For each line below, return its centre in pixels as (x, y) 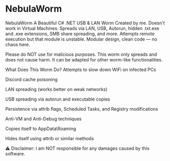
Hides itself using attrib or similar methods (50, 138)
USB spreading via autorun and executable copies (58, 99)
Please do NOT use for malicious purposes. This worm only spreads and (81, 54)
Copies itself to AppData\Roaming (41, 128)
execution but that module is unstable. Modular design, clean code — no (81, 39)
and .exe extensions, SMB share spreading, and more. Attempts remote (80, 34)
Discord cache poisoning (31, 79)
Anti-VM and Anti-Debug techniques (44, 119)
